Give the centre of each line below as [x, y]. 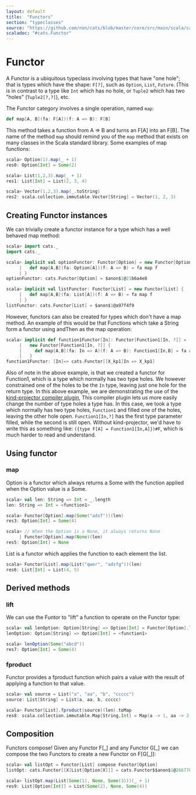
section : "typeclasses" [35, 22]
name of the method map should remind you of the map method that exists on [97, 136]
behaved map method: [33, 235]
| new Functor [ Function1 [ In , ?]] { [65, 345]
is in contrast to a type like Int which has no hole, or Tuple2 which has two [95, 91]
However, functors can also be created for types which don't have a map [94, 316]
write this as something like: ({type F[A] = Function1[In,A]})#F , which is [95, 429]
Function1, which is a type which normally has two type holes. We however [96, 379]
